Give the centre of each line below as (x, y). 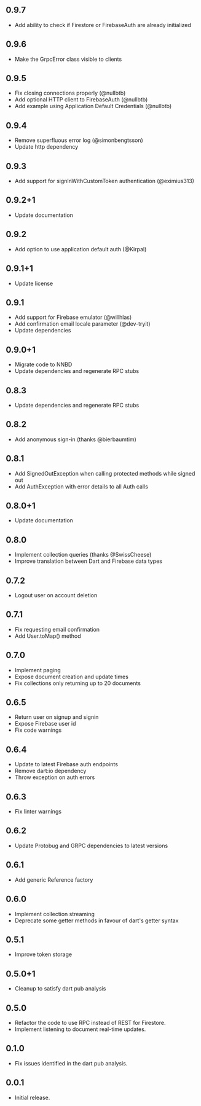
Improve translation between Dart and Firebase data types (88, 561)
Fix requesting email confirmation (57, 629)
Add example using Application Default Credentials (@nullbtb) (93, 106)
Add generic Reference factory (54, 880)
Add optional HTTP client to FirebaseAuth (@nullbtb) (81, 100)
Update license (34, 283)
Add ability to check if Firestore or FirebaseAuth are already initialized (103, 25)
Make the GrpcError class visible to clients (68, 59)
